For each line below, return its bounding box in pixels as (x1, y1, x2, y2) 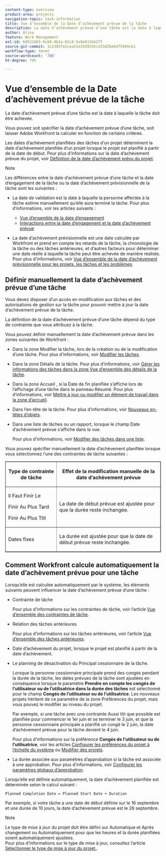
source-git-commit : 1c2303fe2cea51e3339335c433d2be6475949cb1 (5, 44, 136, 49)
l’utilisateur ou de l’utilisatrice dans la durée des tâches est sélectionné (12, 685, 161, 691)
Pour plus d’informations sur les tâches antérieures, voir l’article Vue (12, 631, 152, 637)
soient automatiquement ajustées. (5, 835, 74, 841)
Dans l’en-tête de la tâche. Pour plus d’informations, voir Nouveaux (12, 406, 149, 412)
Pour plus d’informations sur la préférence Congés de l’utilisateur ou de (12, 736, 160, 742)
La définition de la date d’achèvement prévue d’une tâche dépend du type (5, 317, 156, 322)
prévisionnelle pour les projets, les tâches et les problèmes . (12, 261, 133, 267)
